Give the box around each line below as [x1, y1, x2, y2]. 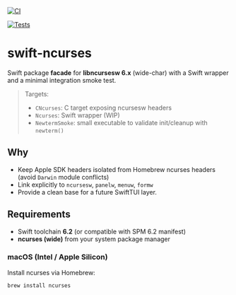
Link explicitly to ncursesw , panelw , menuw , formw [17, 180, 153, 189]
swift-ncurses [7, 45, 92, 62]
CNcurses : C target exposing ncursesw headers [35, 103, 172, 112]
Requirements [7, 209, 71, 221]
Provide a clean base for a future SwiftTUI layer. [17, 187, 158, 196]
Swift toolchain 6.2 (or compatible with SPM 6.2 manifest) [17, 227, 186, 236]
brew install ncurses [7, 282, 71, 289]
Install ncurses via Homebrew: [7, 268, 95, 277]
